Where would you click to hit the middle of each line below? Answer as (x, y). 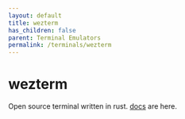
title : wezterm (33, 23)
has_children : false (42, 30)
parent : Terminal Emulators (55, 38)
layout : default (35, 15)
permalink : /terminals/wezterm (60, 45)
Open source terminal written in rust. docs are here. (92, 106)
